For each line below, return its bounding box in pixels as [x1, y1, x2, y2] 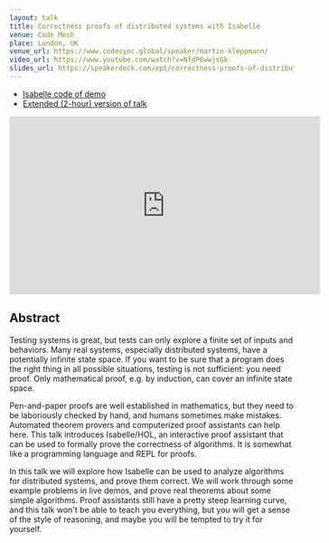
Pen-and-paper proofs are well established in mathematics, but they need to [9, 400, 294, 411]
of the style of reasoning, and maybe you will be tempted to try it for [9, 513, 264, 525]
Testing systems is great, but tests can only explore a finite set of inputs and [9, 334, 294, 345]
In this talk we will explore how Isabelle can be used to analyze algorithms [9, 465, 285, 476]
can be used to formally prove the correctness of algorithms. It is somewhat [9, 438, 292, 449]
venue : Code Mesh [9, 30, 75, 39]
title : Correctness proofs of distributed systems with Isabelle [9, 22, 260, 31]
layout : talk [9, 13, 59, 23]
